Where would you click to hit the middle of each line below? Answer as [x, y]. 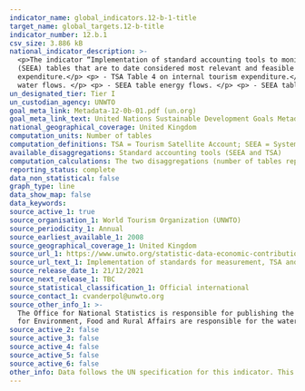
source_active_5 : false [54, 355]
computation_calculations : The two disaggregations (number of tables [146, 161]
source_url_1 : [36, 254]
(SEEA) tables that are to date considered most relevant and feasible [156, 69]
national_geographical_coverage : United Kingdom [103, 128]
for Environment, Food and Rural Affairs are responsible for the [146, 322]
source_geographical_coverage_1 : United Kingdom [103, 246]
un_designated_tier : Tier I [63, 93]
